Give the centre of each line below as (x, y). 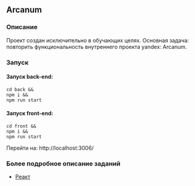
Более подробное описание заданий (64, 164)
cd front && (21, 126)
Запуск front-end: (30, 114)
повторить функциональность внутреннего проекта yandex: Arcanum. (97, 46)
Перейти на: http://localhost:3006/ (50, 148)
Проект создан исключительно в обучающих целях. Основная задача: (98, 40)
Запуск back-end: (30, 77)
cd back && (20, 89)
